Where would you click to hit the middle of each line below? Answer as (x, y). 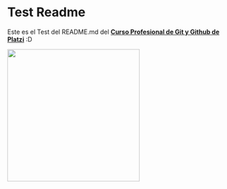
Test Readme (47, 12)
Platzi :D (20, 39)
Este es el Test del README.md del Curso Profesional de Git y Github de (114, 32)
